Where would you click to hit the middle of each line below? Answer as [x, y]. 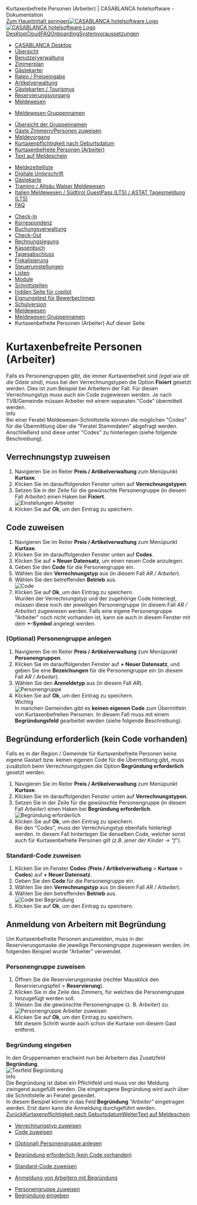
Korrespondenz [34, 223]
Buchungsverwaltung [40, 229]
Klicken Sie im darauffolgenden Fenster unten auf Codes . [84, 554]
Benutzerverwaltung [39, 58]
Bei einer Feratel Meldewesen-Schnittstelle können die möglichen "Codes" [96, 419]
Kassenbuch [30, 248]
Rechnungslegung [37, 241]
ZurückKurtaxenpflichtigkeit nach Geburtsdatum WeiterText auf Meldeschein [98, 1114]
